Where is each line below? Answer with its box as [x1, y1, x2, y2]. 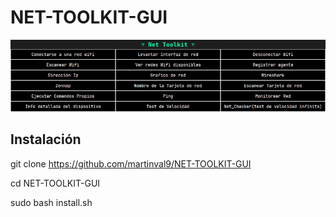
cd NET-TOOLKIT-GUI [10, 177, 101, 189]
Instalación [10, 131, 82, 148]
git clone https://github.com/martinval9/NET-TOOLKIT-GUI [10, 157, 252, 170]
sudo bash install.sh [10, 196, 93, 208]
